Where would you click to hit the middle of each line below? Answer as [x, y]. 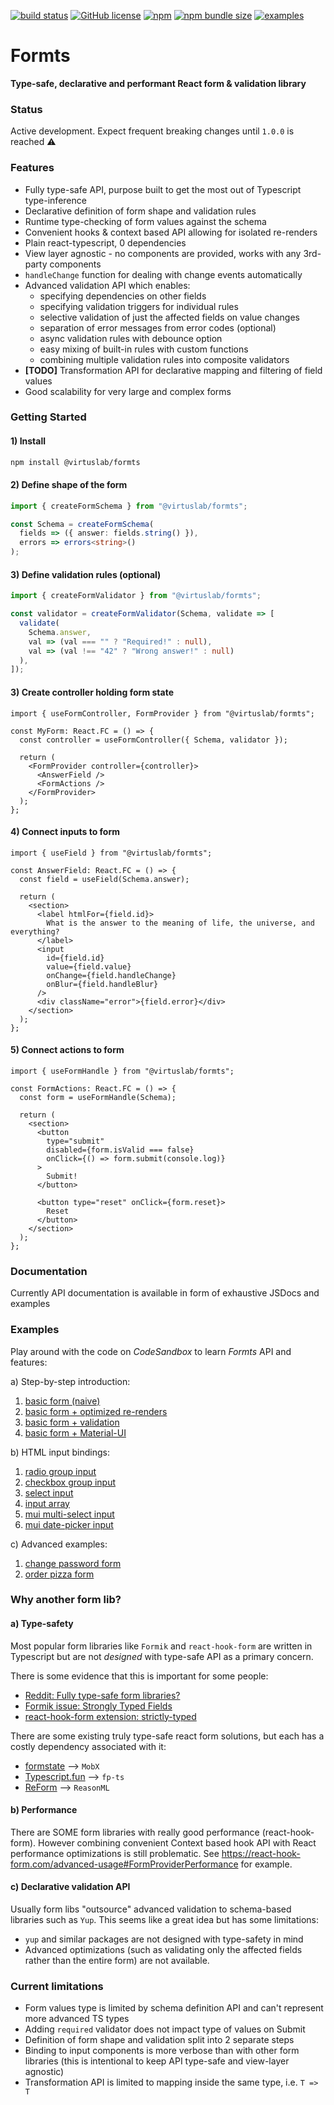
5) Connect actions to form [67, 1050]
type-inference [55, 200]
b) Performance [44, 1810]
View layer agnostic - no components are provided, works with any [163, 253]
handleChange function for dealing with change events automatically [163, 274]
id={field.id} [75, 958]
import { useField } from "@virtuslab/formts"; [111, 853]
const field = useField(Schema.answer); [104, 879]
